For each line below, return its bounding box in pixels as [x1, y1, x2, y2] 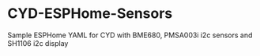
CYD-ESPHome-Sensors [7, 5, 173, 23]
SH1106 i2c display [7, 38, 69, 47]
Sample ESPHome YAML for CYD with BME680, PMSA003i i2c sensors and [7, 30, 253, 40]
